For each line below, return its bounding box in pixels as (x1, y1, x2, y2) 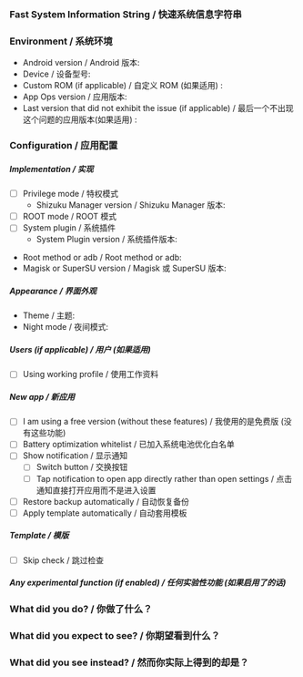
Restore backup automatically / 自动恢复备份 (22, 496, 189, 507)
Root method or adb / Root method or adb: (22, 252, 182, 263)
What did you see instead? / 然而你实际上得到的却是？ (9, 656, 249, 669)
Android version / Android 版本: (22, 57, 140, 68)
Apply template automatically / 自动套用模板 (22, 508, 187, 518)
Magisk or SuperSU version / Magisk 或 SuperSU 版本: (22, 262, 227, 274)
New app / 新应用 (9, 391, 76, 402)
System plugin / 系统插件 (22, 222, 116, 233)
